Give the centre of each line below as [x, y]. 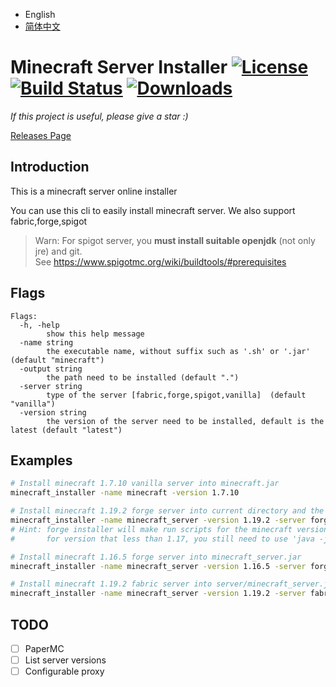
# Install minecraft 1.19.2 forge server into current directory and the [167, 511]
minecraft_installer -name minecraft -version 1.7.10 [125, 493]
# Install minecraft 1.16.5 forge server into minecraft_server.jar [156, 557]
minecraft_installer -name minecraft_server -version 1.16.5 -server [158, 566]
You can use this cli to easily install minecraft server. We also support [153, 210]
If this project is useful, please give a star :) [99, 116]
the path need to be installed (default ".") [143, 377]
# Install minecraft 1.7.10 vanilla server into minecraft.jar [145, 484]
